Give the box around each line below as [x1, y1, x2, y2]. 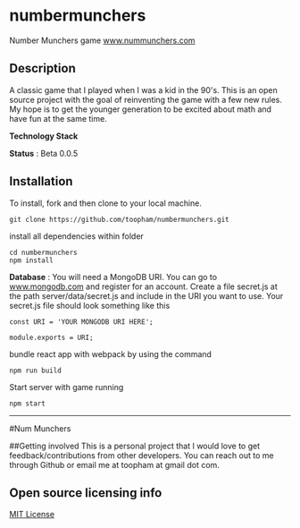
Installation [9, 174, 73, 189]
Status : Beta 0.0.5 [9, 148, 79, 158]
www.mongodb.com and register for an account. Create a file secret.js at [9, 281, 279, 292]
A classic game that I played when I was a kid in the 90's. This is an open [9, 84, 279, 95]
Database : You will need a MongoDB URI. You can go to [9, 271, 217, 282]
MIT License [9, 509, 55, 520]
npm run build [9, 366, 62, 375]
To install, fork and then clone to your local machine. [9, 198, 203, 209]
